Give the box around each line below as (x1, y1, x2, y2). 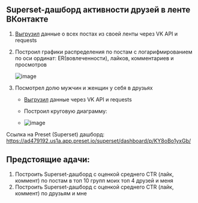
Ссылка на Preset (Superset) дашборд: (6, 130, 105, 138)
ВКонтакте (6, 14, 49, 25)
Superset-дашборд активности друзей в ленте (6, 5, 191, 15)
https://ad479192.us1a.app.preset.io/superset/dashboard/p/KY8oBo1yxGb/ (6, 137, 191, 144)
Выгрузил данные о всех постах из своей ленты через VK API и (14, 30, 178, 37)
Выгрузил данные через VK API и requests (23, 95, 132, 103)
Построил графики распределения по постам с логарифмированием (14, 48, 193, 55)
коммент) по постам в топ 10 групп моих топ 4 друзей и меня (14, 177, 174, 184)
